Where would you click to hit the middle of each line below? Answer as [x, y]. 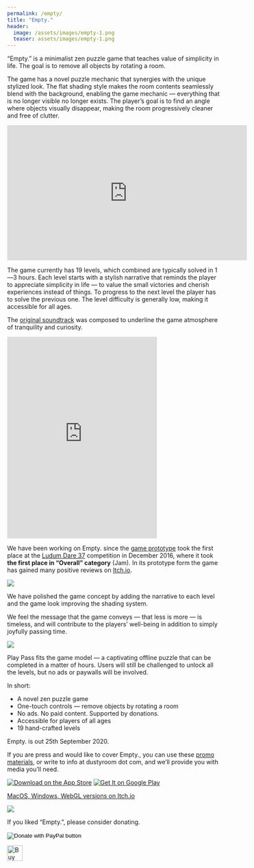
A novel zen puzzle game [53, 699]
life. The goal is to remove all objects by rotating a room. [86, 66]
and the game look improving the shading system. [78, 604]
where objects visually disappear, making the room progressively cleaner [110, 108]
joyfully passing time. [37, 632]
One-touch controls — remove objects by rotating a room [98, 706]
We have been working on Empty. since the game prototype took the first [110, 548]
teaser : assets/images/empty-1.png [64, 39]
